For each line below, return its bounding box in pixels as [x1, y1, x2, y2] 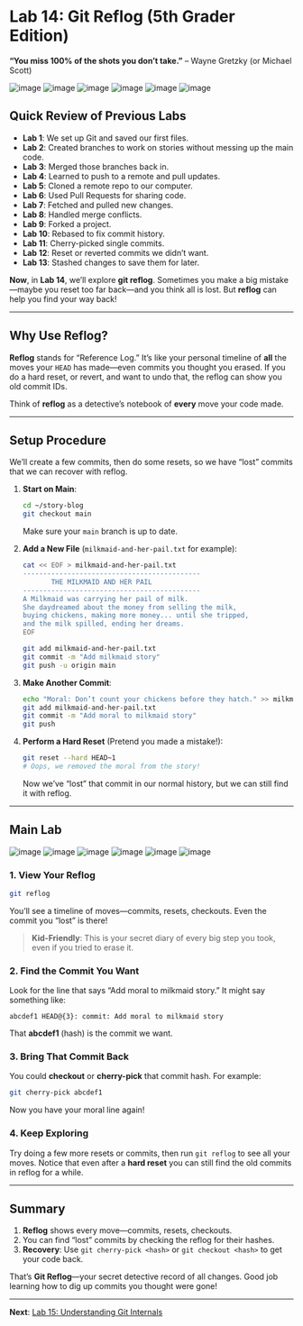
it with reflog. [22, 787, 72, 799]
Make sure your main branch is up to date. [22, 526, 179, 537]
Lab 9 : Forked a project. [22, 218, 112, 229]
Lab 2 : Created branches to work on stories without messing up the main [22, 142, 294, 152]
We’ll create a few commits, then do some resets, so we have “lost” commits [9, 457, 293, 468]
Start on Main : [22, 484, 78, 495]
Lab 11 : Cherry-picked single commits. [22, 237, 165, 249]
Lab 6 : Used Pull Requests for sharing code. [22, 189, 187, 200]
